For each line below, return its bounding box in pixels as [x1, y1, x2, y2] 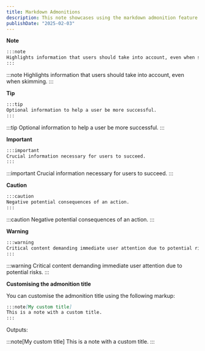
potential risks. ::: [6, 268, 50, 275]
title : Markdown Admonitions [6, 9, 81, 15]
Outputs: [6, 326, 29, 333]
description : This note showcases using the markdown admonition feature [6, 15, 198, 21]
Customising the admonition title [6, 280, 92, 288]
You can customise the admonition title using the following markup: [6, 292, 175, 299]
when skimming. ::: [6, 78, 54, 85]
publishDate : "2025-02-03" [6, 20, 75, 26]
